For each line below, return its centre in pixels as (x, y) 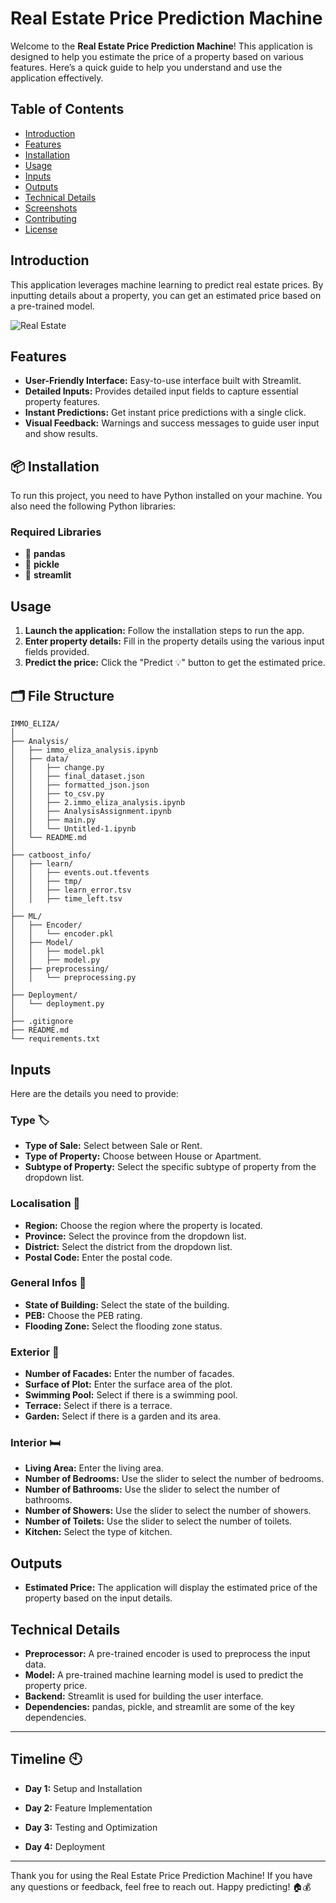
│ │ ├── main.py (53, 820)
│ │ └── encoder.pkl (62, 934)
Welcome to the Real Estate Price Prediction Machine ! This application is (161, 46)
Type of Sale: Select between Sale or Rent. (113, 1146)
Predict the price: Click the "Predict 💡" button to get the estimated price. (175, 663)
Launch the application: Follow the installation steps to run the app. (164, 631)
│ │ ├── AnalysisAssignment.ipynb (91, 812)
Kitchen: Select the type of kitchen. (98, 1532)
